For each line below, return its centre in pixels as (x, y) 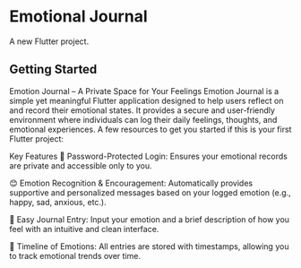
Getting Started (53, 69)
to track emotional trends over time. (75, 255)
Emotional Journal (78, 17)
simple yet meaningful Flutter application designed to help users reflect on (146, 100)
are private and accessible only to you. (81, 165)
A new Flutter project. (49, 41)
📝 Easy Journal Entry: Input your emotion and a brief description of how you (149, 219)
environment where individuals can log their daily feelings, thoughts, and (143, 119)
